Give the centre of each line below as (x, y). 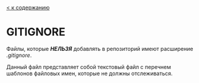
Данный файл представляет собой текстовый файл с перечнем (89, 67)
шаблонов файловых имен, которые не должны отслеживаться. (89, 73)
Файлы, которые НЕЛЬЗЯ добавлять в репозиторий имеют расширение (100, 48)
